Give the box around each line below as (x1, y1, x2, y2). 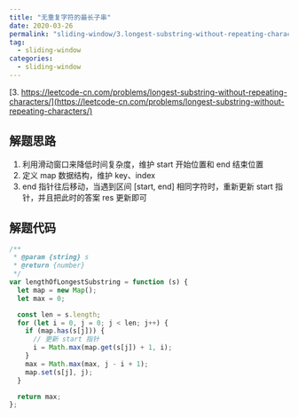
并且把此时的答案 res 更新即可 (37, 192, 148, 202)
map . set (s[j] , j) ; (25, 367, 93, 377)
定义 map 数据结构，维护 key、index (21, 169, 156, 180)
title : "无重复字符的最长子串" (9, 12, 112, 22)
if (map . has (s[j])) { (25, 327, 105, 335)
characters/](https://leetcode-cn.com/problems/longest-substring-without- (9, 96, 286, 106)
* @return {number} (12, 261, 86, 271)
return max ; (17, 392, 62, 401)
